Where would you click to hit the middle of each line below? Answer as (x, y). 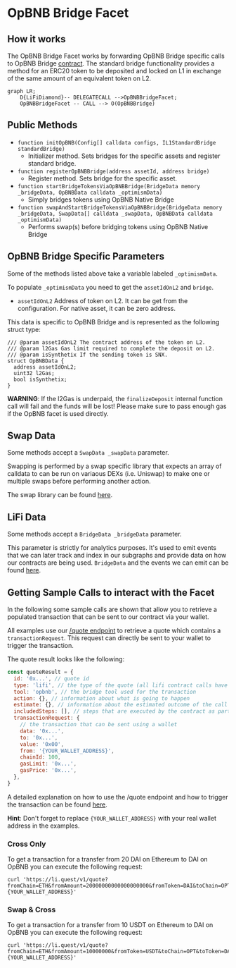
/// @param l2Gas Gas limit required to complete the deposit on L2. (111, 348)
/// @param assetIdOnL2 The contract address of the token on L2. (106, 342)
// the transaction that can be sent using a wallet (99, 725)
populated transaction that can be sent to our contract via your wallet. (108, 617)
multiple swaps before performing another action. (79, 482)
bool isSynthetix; (41, 379)
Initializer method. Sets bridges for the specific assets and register (124, 156)
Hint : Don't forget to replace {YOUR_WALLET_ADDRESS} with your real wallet (112, 818)
